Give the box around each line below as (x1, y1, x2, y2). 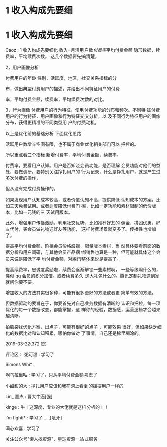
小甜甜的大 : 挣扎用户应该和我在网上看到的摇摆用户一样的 (5, 382, 124, 389)
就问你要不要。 (5, 279, 36, 285)
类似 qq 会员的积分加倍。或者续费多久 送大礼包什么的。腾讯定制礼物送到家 (5, 273, 160, 279)
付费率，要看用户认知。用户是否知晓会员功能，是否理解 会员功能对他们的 (5, 162, 156, 169)
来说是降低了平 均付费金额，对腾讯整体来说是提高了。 (9, 256, 121, 262)
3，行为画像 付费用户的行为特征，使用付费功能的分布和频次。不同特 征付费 (5, 107, 160, 113)
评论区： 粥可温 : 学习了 (5, 351, 54, 358)
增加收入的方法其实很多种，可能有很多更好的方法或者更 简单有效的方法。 (5, 290, 156, 296)
